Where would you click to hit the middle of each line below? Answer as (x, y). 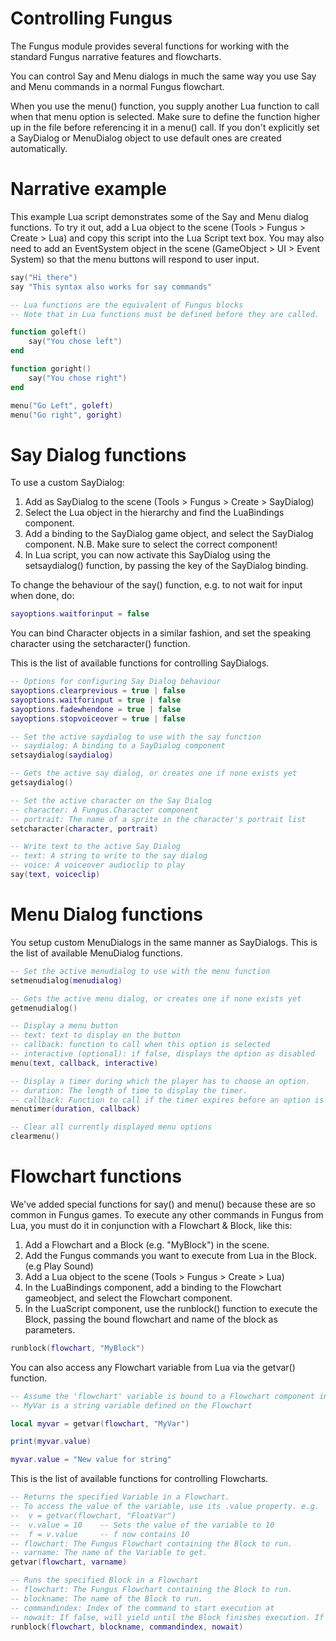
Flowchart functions (96, 1176)
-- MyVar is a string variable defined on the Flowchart (131, 1405)
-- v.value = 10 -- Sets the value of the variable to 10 (142, 1525)
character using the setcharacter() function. (100, 644)
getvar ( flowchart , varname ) (69, 1562)
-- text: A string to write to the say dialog (109, 856)
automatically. (39, 148)
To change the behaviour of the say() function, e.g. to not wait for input (156, 585)
